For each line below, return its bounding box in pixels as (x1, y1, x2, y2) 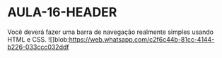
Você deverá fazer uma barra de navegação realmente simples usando (7, 28, 214, 36)
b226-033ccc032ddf (7, 42, 69, 51)
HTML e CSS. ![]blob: (7, 35, 69, 43)
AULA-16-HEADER (7, 4, 117, 21)
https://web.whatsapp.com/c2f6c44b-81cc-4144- (69, 35, 215, 43)
